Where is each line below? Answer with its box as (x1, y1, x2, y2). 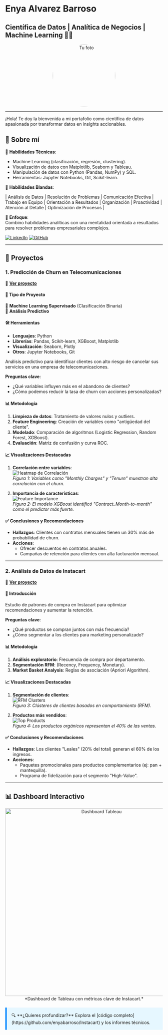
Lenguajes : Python (12, 332, 52, 338)
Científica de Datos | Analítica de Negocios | (5, 23, 146, 32)
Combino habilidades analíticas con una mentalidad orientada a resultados (5, 219, 159, 225)
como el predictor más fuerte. (12, 506, 74, 512)
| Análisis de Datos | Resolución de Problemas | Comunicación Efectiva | (5, 194, 154, 200)
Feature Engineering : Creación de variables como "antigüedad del (12, 419, 150, 425)
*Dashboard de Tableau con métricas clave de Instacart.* (24, 996, 144, 1002)
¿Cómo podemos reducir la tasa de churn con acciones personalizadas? (12, 389, 161, 395)
